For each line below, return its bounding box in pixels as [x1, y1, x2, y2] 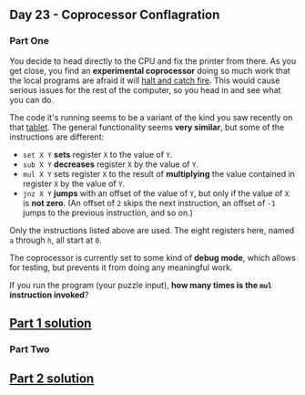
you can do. [9, 94, 55, 105]
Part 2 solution [9, 371, 95, 387]
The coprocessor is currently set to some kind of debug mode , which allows [9, 252, 296, 263]
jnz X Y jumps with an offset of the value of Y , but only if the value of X [22, 187, 290, 199]
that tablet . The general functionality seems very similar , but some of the [9, 121, 285, 132]
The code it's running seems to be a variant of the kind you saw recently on [9, 111, 293, 122]
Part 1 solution [9, 316, 92, 331]
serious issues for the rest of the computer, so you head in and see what [9, 84, 281, 95]
